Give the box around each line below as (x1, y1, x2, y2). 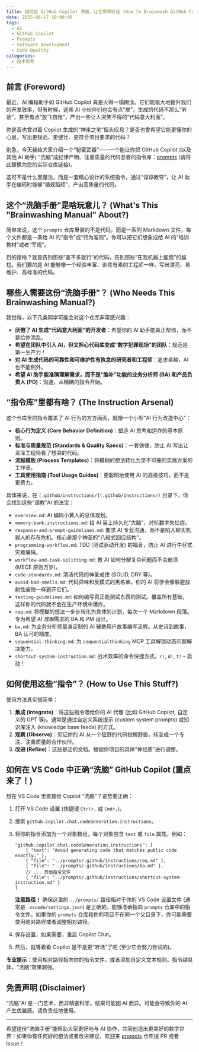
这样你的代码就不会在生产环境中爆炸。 (14, 600, 108, 607)
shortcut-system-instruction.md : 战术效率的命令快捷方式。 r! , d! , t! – (14, 652, 186, 660)
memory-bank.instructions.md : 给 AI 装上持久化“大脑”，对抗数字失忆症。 (14, 519, 191, 526)
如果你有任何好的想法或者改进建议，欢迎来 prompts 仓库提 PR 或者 (16, 1032, 179, 1040)
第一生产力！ (14, 348, 46, 356)
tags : (6, 20, 20, 26)
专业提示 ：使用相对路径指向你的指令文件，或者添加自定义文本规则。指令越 (6, 956, 188, 964)
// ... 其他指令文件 (25, 869, 71, 876)
